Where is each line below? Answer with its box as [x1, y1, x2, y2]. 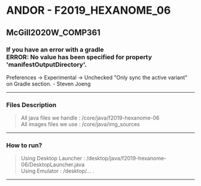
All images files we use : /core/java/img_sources [20, 121, 140, 128]
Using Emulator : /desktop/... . [20, 167, 95, 175]
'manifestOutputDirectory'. [6, 60, 87, 69]
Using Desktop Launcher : [20, 155, 86, 162]
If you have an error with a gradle [6, 45, 104, 54]
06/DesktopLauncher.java [20, 161, 85, 168]
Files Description [6, 100, 57, 109]
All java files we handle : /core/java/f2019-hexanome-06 [20, 114, 160, 121]
